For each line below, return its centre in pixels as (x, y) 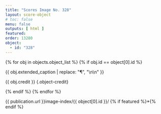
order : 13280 (19, 39)
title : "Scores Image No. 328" (38, 10)
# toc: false (19, 19)
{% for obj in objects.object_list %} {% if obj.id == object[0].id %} (74, 62)
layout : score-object (28, 15)
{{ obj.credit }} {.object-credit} (37, 82)
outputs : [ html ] (25, 29)
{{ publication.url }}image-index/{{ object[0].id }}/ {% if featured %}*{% (81, 101)
